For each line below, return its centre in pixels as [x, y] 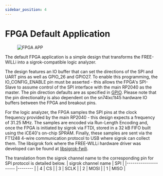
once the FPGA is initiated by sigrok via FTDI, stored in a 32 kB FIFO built [78, 128]
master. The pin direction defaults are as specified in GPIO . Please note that [81, 92]
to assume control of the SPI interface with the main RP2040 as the [84, 87]
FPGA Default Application [58, 33]
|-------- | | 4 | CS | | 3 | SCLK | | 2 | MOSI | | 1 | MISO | [71, 168]
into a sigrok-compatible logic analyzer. [57, 62]
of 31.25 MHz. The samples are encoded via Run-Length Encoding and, [77, 122]
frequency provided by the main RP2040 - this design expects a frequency [80, 117]
